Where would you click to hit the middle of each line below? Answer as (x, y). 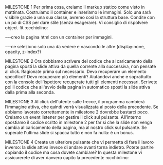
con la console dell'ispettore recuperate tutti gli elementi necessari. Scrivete (81, 82)
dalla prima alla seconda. (30, 92)
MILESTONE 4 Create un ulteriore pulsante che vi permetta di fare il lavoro (80, 142)
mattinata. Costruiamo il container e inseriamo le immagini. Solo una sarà (78, 12)
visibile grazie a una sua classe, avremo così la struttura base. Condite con (80, 17)
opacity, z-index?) (23, 52)
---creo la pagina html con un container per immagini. (59, 37)
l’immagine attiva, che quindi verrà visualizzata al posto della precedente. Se (82, 107)
